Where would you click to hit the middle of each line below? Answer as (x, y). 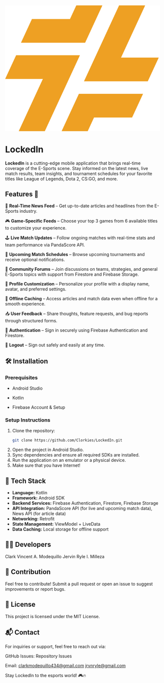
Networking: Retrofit (33, 519)
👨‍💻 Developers (28, 545)
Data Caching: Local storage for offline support (60, 529)
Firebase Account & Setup (39, 407)
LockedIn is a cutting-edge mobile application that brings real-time (73, 163)
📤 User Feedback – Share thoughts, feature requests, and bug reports (77, 314)
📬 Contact (22, 632)
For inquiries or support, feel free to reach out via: (55, 647)
